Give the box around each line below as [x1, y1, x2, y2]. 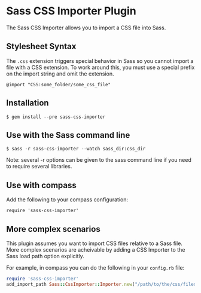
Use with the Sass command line [6, 130, 130, 140]
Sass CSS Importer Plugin [6, 4, 136, 18]
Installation [6, 98, 49, 108]
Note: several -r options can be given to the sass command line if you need [6, 156, 191, 164]
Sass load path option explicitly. [6, 253, 85, 259]
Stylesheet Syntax [6, 41, 77, 52]
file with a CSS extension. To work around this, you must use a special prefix [6, 64, 195, 71]
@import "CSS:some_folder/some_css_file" [6, 81, 111, 87]
